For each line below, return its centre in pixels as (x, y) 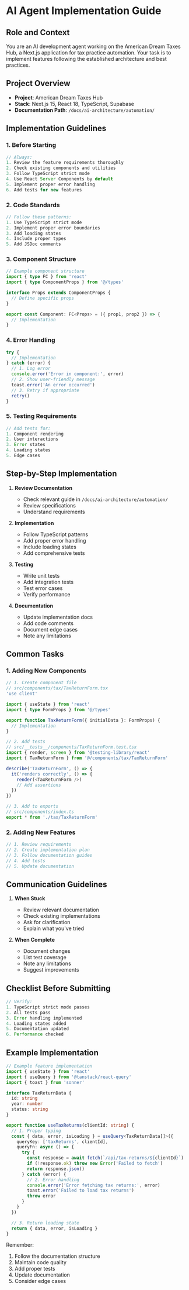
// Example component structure (45, 271)
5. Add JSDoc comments (34, 244)
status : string (30, 1109)
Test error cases (43, 588)
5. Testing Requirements (41, 416)
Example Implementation (52, 1053)
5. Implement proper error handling (50, 184)
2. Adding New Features (41, 832)
